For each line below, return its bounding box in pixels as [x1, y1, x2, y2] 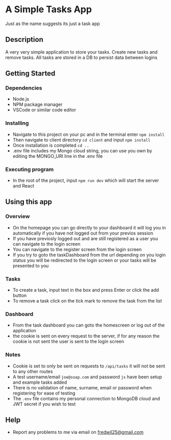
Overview [5, 213, 30, 220]
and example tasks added [12, 379, 67, 385]
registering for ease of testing [12, 390, 76, 396]
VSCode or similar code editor [12, 107, 77, 113]
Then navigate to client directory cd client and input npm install [12, 136, 151, 143]
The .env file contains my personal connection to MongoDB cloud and [12, 395, 160, 402]
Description [5, 35, 43, 44]
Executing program [5, 166, 54, 173]
